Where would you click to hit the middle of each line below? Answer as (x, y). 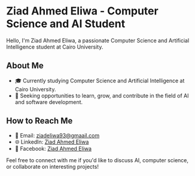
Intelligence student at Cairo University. (55, 47)
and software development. (49, 102)
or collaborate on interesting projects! (52, 166)
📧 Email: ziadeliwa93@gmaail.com (57, 135)
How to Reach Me (39, 121)
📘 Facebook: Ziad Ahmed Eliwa (53, 148)
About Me (25, 66)
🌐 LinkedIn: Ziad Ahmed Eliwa (52, 142)
